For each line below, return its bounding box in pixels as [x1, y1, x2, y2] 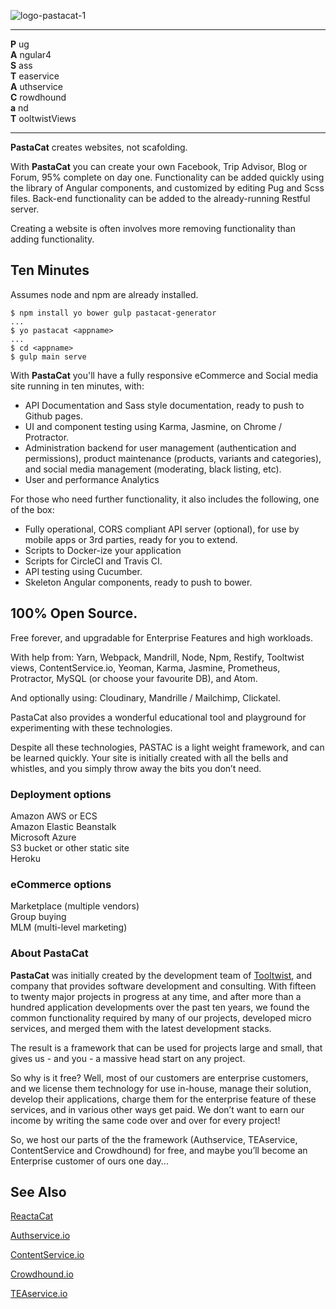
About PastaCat [10, 946, 89, 960]
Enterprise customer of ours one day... [10, 1155, 169, 1167]
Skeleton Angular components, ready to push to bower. [24, 576, 253, 588]
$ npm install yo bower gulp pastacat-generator [10, 308, 217, 318]
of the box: [10, 503, 55, 515]
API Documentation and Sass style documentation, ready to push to [24, 399, 305, 411]
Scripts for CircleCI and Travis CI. [24, 555, 163, 567]
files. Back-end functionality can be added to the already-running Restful [10, 193, 311, 204]
